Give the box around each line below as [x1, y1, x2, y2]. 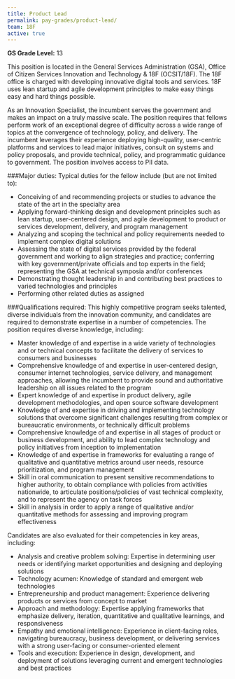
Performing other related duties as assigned [17, 289, 145, 298]
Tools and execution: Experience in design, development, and [17, 649, 195, 657]
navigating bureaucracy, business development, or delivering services [17, 634, 220, 643]
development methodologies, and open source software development [17, 399, 219, 407]
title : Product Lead [7, 10, 68, 18]
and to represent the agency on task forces [17, 495, 142, 504]
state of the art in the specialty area [17, 200, 120, 209]
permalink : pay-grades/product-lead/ [7, 17, 117, 24]
